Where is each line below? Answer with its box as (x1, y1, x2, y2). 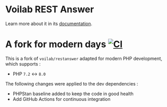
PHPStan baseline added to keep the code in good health (12, 91, 134, 97)
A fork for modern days (5, 38, 107, 50)
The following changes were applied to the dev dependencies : (5, 80, 138, 87)
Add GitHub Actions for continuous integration (12, 96, 111, 102)
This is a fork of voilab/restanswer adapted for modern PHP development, (5, 55, 162, 61)
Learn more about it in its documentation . (5, 20, 93, 27)
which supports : (5, 60, 41, 67)
